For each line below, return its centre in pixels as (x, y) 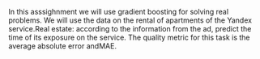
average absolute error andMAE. (63, 46)
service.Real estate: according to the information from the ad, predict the (130, 29)
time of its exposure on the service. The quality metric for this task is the (129, 37)
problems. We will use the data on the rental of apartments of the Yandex (130, 20)
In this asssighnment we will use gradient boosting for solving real (119, 12)
